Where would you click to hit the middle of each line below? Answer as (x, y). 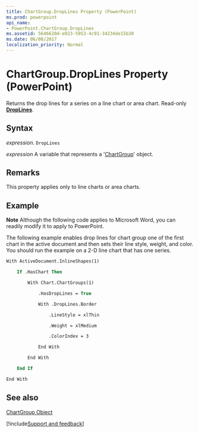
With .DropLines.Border (67, 304)
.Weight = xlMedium (72, 325)
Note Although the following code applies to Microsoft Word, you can (91, 220)
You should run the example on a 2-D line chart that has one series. (89, 251)
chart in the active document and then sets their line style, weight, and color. (100, 244)
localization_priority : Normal (45, 45)
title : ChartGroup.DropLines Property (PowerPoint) (71, 12)
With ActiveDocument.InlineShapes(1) (53, 261)
